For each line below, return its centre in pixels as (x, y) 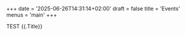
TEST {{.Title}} (25, 26)
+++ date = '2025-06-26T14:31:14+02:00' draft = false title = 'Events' (93, 9)
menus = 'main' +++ (32, 15)
